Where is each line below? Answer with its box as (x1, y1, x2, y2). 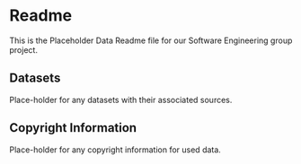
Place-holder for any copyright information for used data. (9, 144, 222, 155)
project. (9, 44, 39, 55)
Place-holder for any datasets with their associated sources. (9, 94, 233, 105)
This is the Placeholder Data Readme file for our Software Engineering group (9, 35, 293, 46)
